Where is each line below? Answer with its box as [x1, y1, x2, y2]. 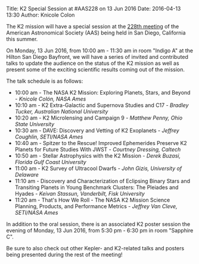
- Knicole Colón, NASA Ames [14, 95, 86, 102]
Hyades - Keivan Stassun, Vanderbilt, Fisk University [14, 190, 145, 197]
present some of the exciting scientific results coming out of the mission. [6, 66, 185, 73]
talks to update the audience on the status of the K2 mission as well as [6, 59, 180, 67]
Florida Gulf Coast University [14, 159, 86, 165]
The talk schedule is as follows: [6, 77, 83, 84]
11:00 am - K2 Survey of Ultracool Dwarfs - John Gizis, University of [14, 165, 182, 172]
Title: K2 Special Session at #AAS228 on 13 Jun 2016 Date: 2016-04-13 [6, 5, 181, 12]
